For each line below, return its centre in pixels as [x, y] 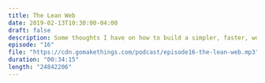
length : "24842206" [40, 67]
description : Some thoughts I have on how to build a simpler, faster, [128, 38]
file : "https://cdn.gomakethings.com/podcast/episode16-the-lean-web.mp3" [134, 52]
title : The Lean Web [42, 15]
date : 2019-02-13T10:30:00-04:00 [63, 23]
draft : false [30, 30]
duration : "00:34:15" [44, 60]
